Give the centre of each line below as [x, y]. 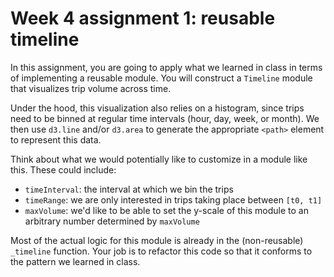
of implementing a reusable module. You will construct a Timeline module [161, 78]
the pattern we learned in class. [75, 261]
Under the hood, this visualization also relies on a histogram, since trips [157, 108]
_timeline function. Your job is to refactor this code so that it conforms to [161, 251]
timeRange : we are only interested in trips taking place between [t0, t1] [173, 199]
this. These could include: [63, 169]
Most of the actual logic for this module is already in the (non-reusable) [157, 240]
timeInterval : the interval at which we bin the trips [129, 189]
